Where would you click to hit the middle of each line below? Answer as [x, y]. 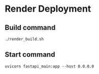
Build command [30, 28]
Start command [30, 54]
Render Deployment [48, 9]
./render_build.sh [24, 39]
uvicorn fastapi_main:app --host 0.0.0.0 [49, 66]
